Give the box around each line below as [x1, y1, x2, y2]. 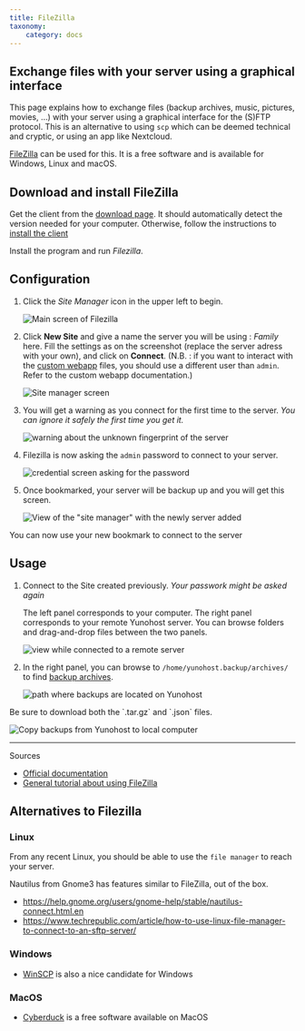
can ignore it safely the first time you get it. [22, 414, 184, 425]
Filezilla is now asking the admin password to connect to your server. [22, 449, 279, 460]
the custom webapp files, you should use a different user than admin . [22, 359, 280, 370]
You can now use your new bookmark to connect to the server [9, 529, 243, 540]
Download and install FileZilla [9, 184, 179, 200]
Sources [9, 750, 41, 761]
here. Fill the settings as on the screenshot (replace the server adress [22, 340, 283, 351]
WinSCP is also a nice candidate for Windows [22, 968, 193, 979]
